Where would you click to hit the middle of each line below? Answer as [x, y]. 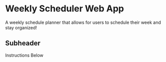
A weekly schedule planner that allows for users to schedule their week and [83, 22]
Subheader [23, 43]
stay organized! [21, 27]
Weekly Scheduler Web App [64, 9]
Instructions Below [24, 55]
